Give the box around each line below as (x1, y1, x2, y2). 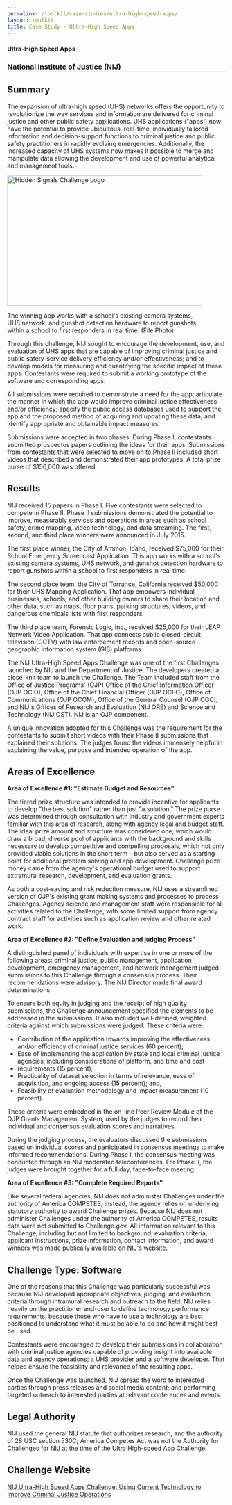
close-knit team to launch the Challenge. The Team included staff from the (7, 673, 220, 681)
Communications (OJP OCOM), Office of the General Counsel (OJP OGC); (7, 695, 218, 703)
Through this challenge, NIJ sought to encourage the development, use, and (7, 339, 225, 348)
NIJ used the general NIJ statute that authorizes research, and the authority (7, 1429, 223, 1438)
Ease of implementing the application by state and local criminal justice (17, 1050, 220, 1058)
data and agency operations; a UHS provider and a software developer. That (7, 1355, 225, 1363)
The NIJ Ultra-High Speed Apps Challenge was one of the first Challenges (7, 658, 220, 667)
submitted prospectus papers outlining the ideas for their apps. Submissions (7, 440, 225, 448)
